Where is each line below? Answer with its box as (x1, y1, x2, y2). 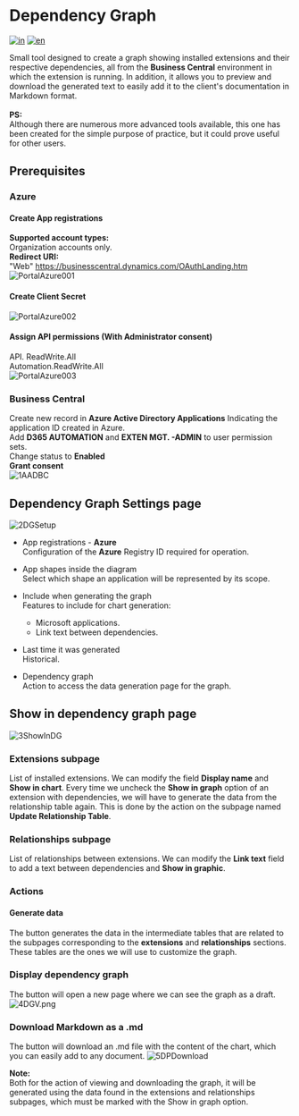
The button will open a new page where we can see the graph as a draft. (9, 989, 277, 1000)
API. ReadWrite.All (9, 351, 77, 362)
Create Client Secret (9, 292, 87, 302)
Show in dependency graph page (9, 706, 197, 722)
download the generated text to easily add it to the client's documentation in (9, 80, 290, 91)
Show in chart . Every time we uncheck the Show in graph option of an (9, 782, 270, 793)
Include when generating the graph (21, 590, 152, 601)
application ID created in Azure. (9, 422, 125, 434)
